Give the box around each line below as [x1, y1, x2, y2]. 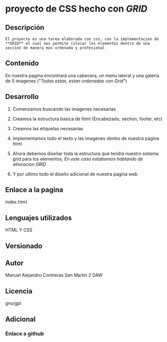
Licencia [5, 286, 33, 296]
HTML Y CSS [5, 227, 33, 233]
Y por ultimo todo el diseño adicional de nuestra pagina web [12, 171, 138, 177]
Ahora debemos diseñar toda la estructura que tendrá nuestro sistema [12, 150, 159, 157]
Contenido [5, 59, 39, 68]
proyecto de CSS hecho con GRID [5, 3, 148, 15]
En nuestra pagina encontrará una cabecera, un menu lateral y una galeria [5, 72, 159, 78]
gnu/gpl [5, 300, 22, 306]
